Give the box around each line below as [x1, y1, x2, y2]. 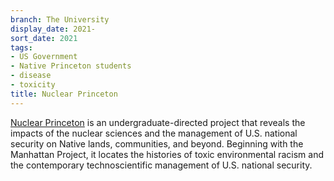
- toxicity [10, 80, 56, 90]
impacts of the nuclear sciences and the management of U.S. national [10, 127, 298, 139]
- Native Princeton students [10, 61, 132, 71]
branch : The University [10, 14, 110, 25]
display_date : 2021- [10, 24, 97, 34]
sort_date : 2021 [10, 33, 78, 43]
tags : [10, 42, 33, 53]
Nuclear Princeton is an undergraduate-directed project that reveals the [10, 116, 306, 128]
